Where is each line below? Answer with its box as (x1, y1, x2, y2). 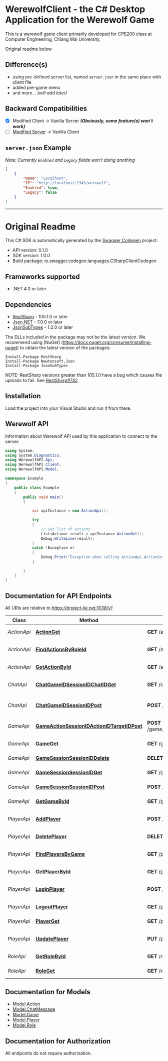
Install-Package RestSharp (5, 355, 61, 360)
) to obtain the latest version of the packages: (16, 345, 111, 351)
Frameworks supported (5, 272, 80, 281)
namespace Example (5, 476, 43, 481)
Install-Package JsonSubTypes (5, 363, 68, 369)
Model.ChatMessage (12, 1006, 55, 1012)
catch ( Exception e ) (31, 545, 75, 550)
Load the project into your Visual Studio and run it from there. (5, 405, 131, 411)
